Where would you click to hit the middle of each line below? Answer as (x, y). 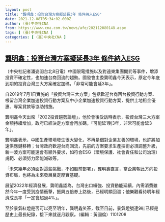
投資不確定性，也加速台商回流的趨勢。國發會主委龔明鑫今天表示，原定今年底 (82, 77)
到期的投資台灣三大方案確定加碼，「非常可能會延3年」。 (60, 83)
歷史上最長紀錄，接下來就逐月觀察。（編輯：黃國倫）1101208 (66, 214)
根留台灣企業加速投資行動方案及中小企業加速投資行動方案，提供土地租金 (78, 100)
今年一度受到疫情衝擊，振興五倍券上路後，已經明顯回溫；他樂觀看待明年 (82, 191)
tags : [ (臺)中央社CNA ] (29, 33)
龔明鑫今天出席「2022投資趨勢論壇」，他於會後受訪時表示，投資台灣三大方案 (82, 117)
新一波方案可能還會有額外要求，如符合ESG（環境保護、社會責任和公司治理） (82, 152)
